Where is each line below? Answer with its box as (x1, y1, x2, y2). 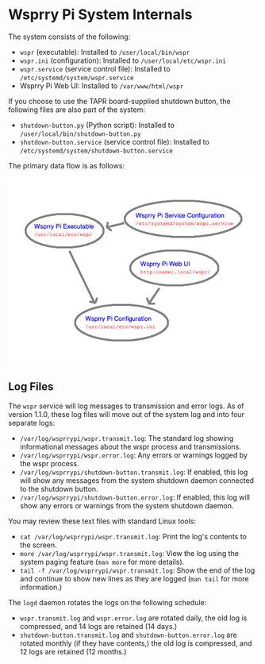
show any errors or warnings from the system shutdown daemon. (19, 500, 234, 510)
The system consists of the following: (8, 32, 131, 41)
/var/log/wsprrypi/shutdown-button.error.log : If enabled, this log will (19, 492, 250, 502)
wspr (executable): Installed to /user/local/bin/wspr (19, 47, 190, 56)
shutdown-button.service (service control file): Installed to (19, 137, 210, 146)
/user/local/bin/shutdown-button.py (19, 129, 141, 138)
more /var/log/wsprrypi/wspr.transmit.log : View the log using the (19, 548, 240, 558)
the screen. (19, 540, 57, 550)
